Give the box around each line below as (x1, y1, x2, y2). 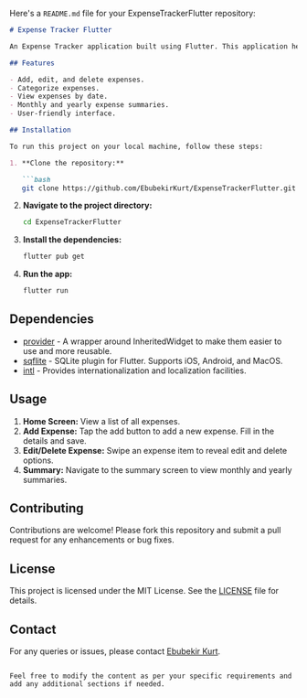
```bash (21, 175, 51, 184)
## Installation (9, 125, 71, 134)
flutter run (22, 286, 69, 295)
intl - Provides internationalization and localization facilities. (22, 365, 247, 376)
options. (22, 455, 54, 466)
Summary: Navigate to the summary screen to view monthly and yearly (22, 464, 292, 475)
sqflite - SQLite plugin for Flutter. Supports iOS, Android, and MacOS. (22, 355, 283, 366)
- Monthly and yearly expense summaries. (9, 101, 170, 110)
